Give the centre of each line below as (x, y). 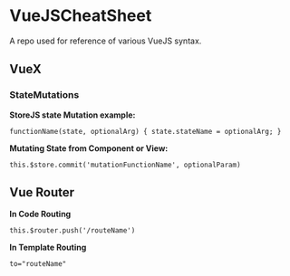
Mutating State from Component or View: (89, 148)
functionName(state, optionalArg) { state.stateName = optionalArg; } (145, 131)
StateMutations (44, 95)
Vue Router (42, 192)
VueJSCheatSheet (81, 16)
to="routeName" (38, 264)
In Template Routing (48, 247)
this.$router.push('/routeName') (72, 231)
